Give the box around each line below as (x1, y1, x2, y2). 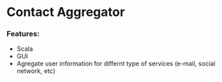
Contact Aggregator (6, 4, 125, 20)
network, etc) (16, 67, 56, 75)
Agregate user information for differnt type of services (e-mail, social (16, 60, 216, 68)
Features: (6, 29, 40, 39)
